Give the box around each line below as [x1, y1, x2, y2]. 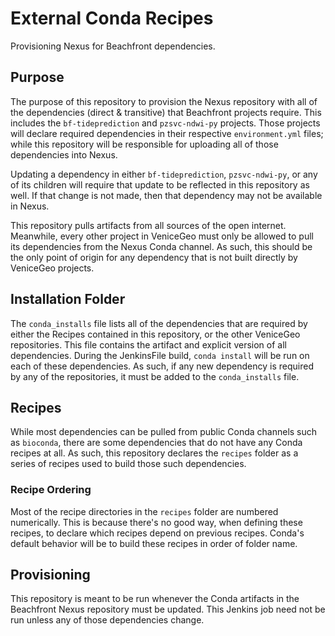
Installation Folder [10, 291, 126, 308]
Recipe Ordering [10, 483, 92, 497]
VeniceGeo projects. [10, 262, 95, 274]
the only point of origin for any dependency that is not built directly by [10, 251, 298, 263]
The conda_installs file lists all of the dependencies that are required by [10, 317, 308, 329]
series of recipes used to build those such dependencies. [10, 458, 247, 470]
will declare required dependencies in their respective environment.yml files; [10, 127, 324, 139]
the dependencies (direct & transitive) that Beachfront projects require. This [10, 106, 322, 118]
